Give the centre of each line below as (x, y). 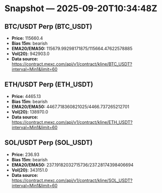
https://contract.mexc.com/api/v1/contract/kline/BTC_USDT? (72, 64)
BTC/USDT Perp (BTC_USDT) (49, 27)
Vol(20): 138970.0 (30, 112)
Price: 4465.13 (26, 96)
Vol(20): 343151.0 (30, 170)
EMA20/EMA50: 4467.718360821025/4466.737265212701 (70, 106)
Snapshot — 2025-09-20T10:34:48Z (81, 9)
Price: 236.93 (25, 154)
